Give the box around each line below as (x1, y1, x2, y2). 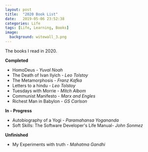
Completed (5, 57, 28, 63)
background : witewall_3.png (9, 35, 67, 40)
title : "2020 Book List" (5, 12, 58, 17)
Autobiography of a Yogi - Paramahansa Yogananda (12, 117, 119, 123)
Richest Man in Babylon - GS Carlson (12, 98, 87, 104)
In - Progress (5, 107, 32, 113)
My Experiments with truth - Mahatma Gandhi (12, 141, 105, 147)
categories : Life (5, 21, 41, 26)
